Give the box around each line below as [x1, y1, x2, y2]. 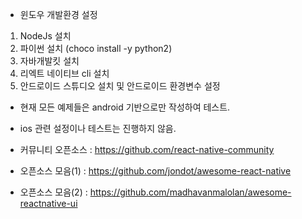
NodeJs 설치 [19, 30, 72, 42]
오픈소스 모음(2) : [19, 186, 88, 198]
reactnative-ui [19, 198, 78, 209]
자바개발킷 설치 [19, 55, 80, 67]
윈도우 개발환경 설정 [19, 9, 98, 20]
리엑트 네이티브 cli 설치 [19, 68, 110, 79]
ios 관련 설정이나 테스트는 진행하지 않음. [19, 123, 177, 134]
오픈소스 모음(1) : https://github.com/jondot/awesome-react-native [19, 165, 292, 177]
